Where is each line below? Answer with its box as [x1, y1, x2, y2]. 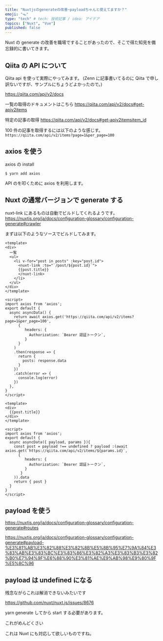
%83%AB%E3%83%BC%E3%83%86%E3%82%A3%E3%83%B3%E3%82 [5, 550, 158, 556]
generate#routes [5, 525, 39, 531]
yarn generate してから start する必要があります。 [5, 610, 106, 616]
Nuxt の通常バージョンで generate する [5, 196, 123, 204]
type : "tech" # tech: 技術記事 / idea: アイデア [5, 16, 100, 21]
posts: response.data [22, 358, 67, 363]
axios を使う [5, 148, 43, 156]
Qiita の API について [5, 61, 67, 70]
